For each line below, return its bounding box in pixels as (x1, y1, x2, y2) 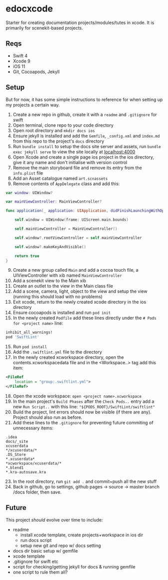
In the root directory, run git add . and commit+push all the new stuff (12, 478, 157, 484)
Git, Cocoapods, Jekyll (12, 69, 60, 75)
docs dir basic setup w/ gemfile (12, 547, 78, 553)
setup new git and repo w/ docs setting (20, 542, 101, 548)
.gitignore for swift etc (12, 558, 59, 564)
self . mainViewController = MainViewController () (14, 226, 118, 232)
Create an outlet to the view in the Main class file (12, 283, 114, 289)
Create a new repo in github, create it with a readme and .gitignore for (12, 111, 158, 118)
